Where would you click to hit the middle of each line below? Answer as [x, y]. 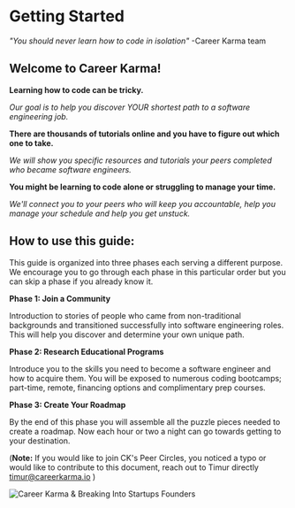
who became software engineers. [71, 169]
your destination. [40, 441]
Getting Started [67, 16]
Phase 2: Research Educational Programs [87, 351]
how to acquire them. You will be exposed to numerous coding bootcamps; [146, 378]
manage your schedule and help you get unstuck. [100, 213]
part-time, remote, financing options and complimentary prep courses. [138, 388]
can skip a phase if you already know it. [81, 281]
